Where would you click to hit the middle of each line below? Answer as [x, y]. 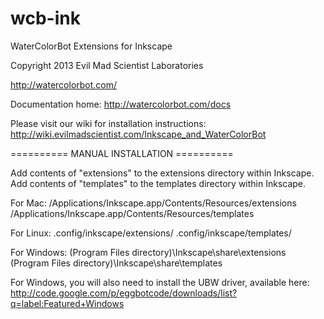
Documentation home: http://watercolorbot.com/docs [121, 104]
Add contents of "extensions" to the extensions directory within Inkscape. [162, 173]
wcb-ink [45, 18]
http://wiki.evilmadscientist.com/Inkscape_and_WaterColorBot [138, 134]
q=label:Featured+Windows [67, 303]
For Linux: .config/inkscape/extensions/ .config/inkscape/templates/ [151, 233]
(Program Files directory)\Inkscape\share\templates [116, 263]
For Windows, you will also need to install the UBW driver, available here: [160, 282]
